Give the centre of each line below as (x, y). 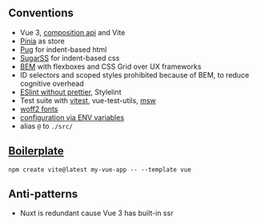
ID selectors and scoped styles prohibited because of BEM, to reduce (135, 74)
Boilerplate (36, 151)
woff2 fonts (39, 109)
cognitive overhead (52, 83)
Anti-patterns (43, 194)
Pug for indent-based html (63, 49)
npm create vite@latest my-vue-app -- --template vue (100, 170)
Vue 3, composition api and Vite (72, 32)
